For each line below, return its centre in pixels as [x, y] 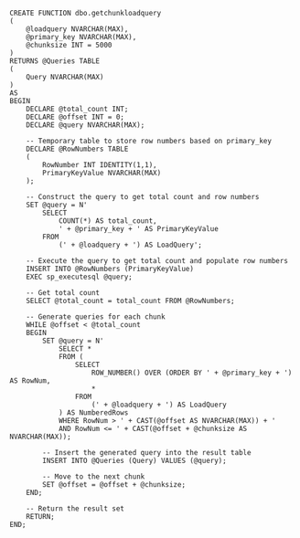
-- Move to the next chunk [94, 477]
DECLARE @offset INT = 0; [75, 117]
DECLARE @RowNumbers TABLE [77, 149]
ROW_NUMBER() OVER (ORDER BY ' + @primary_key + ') [192, 373]
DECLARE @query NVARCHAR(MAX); [86, 125]
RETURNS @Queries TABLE [55, 61]
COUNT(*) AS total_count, [107, 221]
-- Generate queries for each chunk [96, 317]
